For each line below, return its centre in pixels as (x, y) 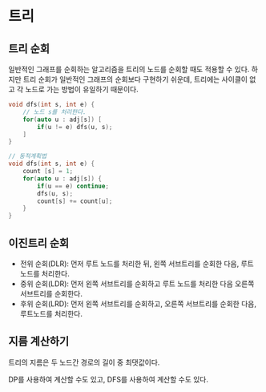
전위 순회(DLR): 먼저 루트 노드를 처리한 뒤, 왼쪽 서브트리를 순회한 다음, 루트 (137, 263)
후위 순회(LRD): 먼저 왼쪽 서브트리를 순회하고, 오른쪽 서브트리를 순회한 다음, (138, 303)
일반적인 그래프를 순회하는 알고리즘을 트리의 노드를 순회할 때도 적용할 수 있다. (129, 69)
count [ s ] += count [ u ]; (75, 201)
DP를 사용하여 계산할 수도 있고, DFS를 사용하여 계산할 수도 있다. (109, 379)
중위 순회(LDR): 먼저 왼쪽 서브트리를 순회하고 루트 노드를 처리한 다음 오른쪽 (137, 283)
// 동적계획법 (28, 156)
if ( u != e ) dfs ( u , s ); (75, 127)
